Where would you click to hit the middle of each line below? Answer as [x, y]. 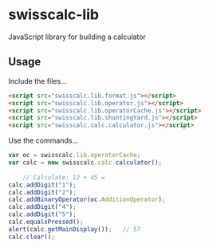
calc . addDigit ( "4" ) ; [43, 207]
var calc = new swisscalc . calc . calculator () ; [85, 163]
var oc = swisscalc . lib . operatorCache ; [75, 155]
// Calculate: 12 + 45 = [64, 177]
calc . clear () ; [32, 237]
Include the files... [37, 81]
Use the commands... [43, 140]
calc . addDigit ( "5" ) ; [43, 215]
